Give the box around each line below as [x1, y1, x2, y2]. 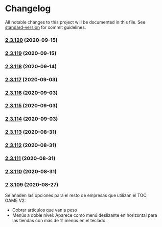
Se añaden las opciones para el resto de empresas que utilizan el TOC [5, 192, 147, 199]
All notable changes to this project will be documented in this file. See [5, 19, 146, 25]
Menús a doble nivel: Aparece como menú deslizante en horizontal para [12, 212, 158, 218]
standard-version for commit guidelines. [5, 24, 86, 30]
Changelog [5, 3, 51, 14]
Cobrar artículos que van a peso [12, 207, 77, 213]
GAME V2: [5, 198, 26, 203]
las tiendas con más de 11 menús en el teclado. [12, 218, 107, 224]
